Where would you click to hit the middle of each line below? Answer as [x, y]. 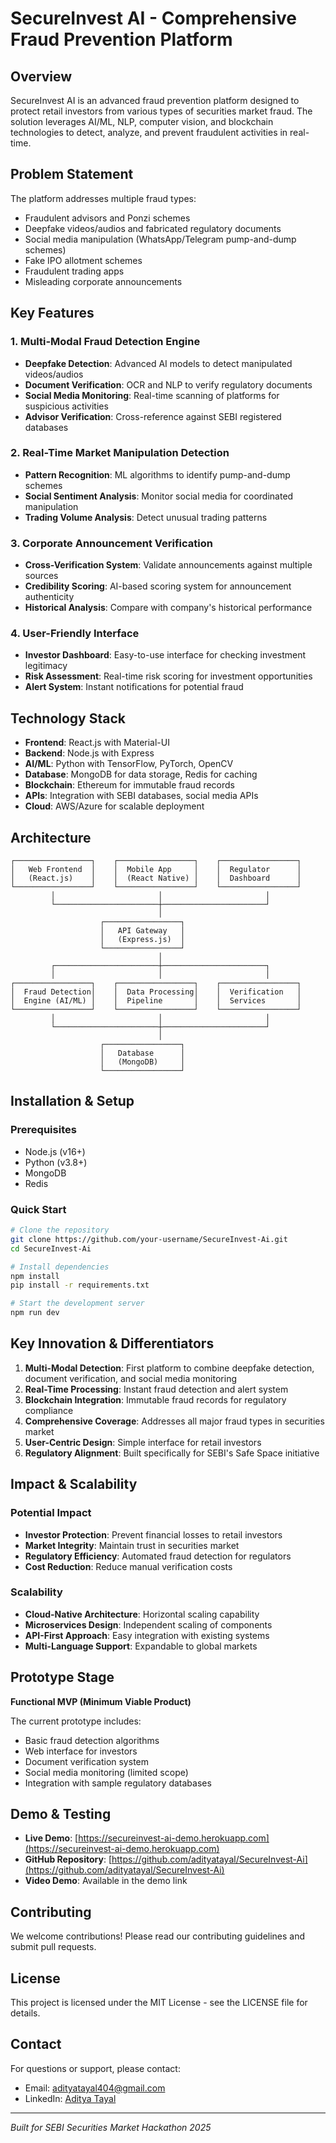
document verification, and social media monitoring [130, 1378]
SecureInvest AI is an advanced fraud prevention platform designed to [155, 100]
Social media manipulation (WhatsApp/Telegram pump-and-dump [160, 239]
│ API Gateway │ [142, 931]
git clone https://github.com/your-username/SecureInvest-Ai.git [149, 1239]
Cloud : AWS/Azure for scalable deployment [114, 806]
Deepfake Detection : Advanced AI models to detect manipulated [158, 363]
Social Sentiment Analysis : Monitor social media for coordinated [159, 496]
